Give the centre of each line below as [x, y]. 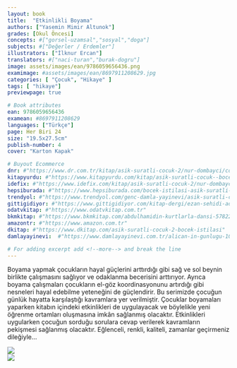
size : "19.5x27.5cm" [38, 138]
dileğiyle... [22, 337]
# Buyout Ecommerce [36, 164]
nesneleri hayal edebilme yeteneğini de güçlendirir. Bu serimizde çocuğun [115, 292]
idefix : [19, 184]
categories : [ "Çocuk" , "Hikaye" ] [60, 79]
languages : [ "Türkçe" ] [41, 125]
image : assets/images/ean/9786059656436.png [74, 66]
